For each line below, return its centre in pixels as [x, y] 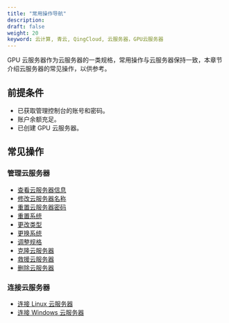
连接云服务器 [29, 287]
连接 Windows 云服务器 [51, 312]
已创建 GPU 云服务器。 [50, 128]
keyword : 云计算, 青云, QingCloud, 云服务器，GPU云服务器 [85, 40]
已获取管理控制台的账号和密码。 [63, 110]
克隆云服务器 [35, 250]
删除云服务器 [35, 268]
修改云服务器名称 [42, 198]
